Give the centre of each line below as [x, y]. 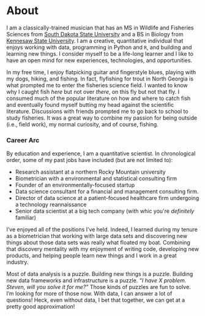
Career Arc [23, 140]
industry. [17, 262]
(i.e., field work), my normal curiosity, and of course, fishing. [83, 124]
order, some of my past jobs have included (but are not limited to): [90, 160]
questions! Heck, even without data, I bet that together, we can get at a [96, 300]
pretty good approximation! [41, 307]
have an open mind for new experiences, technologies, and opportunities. [99, 60]
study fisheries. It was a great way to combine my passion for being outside [102, 118]
